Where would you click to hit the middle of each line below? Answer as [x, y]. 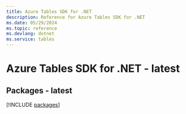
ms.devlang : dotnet [30, 34]
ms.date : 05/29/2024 [32, 23]
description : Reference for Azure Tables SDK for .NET [76, 17]
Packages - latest [39, 91]
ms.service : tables [30, 39]
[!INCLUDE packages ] [33, 105]
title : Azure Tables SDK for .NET [49, 12]
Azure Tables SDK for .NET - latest [93, 69]
